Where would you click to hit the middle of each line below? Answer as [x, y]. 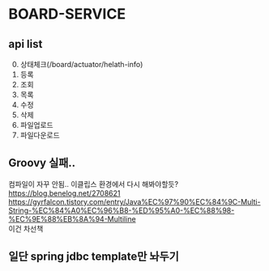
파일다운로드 [40, 135]
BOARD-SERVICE [67, 14]
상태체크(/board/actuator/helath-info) [81, 64]
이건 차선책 [26, 228]
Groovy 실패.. [42, 163]
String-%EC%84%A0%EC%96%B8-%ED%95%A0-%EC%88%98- [122, 210]
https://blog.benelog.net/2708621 [64, 193]
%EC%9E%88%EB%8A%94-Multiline [72, 218]
